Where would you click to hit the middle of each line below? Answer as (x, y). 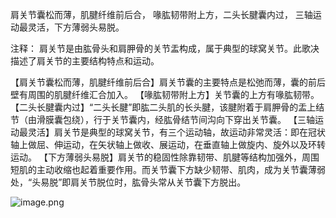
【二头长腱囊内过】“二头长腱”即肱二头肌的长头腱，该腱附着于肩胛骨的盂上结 (167, 107)
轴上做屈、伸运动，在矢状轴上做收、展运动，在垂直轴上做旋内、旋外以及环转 (168, 144)
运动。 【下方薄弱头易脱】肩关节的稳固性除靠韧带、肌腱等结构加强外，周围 (165, 157)
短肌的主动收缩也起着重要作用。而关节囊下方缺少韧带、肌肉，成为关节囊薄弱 (168, 169)
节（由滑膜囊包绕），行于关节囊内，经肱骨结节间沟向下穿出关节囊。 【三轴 (162, 119)
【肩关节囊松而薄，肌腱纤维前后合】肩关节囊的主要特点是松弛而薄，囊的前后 (168, 82)
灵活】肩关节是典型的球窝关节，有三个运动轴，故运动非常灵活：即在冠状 (176, 132)
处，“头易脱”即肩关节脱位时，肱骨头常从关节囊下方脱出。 (128, 182)
